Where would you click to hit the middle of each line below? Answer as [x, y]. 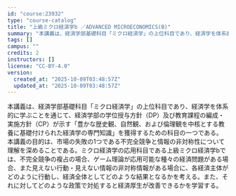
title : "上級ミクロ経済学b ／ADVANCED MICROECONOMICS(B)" [89, 27]
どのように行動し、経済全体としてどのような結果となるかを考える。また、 [115, 177]
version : [20, 72]
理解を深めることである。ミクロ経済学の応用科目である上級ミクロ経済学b [113, 150]
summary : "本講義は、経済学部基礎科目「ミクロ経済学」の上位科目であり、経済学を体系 [117, 33]
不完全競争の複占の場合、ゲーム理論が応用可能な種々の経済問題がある [121, 159]
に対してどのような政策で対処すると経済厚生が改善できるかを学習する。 [118, 185]
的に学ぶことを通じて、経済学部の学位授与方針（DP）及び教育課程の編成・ [116, 115]
